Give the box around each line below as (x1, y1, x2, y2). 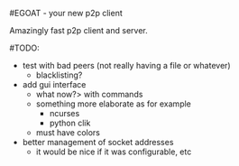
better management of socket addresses (22, 137, 174, 147)
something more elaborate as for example (35, 98, 192, 109)
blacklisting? (35, 69, 83, 80)
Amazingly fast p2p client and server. (9, 25, 148, 35)
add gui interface (22, 79, 87, 89)
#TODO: (9, 42, 41, 53)
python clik (49, 117, 91, 128)
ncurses (49, 108, 80, 118)
